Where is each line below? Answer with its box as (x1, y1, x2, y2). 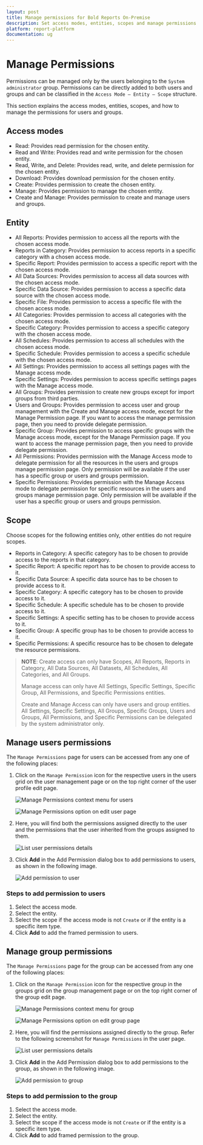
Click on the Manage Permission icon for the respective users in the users (15, 772, 197, 779)
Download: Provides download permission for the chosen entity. (15, 174, 176, 182)
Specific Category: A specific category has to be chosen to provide (15, 588, 184, 596)
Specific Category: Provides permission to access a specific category (15, 324, 190, 331)
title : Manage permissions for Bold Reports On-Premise (6, 15, 150, 21)
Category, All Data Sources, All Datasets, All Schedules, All (21, 664, 168, 671)
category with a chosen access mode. (15, 253, 111, 261)
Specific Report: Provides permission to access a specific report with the (15, 259, 198, 267)
